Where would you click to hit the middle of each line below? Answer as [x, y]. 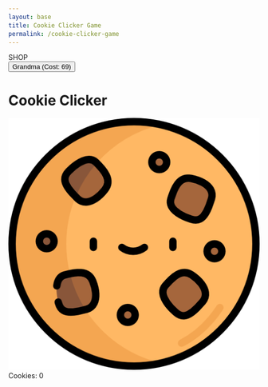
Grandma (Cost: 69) [42, 67]
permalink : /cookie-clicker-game [64, 34]
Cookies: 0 [26, 376]
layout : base [30, 17]
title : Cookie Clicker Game [55, 25]
